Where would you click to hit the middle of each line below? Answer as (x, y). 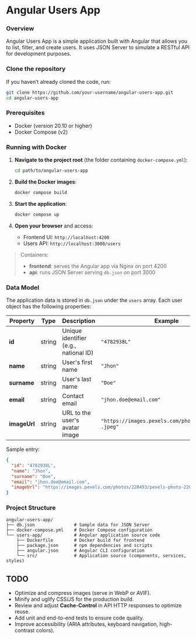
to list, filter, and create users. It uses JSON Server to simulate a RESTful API (98, 47)
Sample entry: (23, 450)
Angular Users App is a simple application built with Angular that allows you (97, 41)
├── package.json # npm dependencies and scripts (85, 546)
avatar (71, 427)
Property (22, 321)
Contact (73, 396)
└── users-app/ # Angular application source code (83, 535)
